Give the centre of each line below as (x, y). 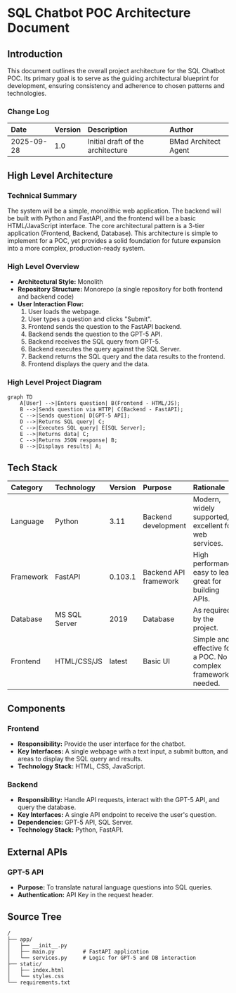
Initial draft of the (116, 142)
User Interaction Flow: (51, 304)
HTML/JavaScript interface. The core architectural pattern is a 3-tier (106, 225)
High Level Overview (43, 266)
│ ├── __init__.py (38, 945)
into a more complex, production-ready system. (76, 248)
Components (36, 708)
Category (27, 487)
